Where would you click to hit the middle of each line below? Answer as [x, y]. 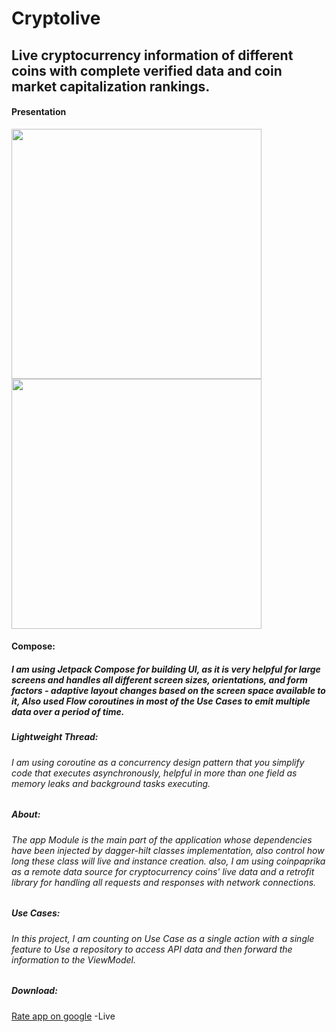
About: [26, 814]
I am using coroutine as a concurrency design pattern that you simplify [158, 762]
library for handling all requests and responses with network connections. [164, 882]
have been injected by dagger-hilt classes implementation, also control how [168, 850]
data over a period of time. [68, 711]
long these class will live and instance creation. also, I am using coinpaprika [168, 861]
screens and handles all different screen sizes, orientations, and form [159, 679]
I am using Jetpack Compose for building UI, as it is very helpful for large [166, 669]
